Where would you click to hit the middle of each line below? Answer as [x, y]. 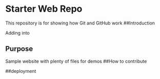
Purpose [19, 49]
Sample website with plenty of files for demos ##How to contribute [76, 61]
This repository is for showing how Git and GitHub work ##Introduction [80, 23]
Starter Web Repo [44, 9]
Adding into [17, 33]
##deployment [21, 71]
